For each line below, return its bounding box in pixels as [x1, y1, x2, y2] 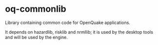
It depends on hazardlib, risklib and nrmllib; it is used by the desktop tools [5, 29, 154, 35]
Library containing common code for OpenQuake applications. [5, 20, 131, 25]
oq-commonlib [5, 3, 67, 15]
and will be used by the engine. [5, 34, 68, 40]
